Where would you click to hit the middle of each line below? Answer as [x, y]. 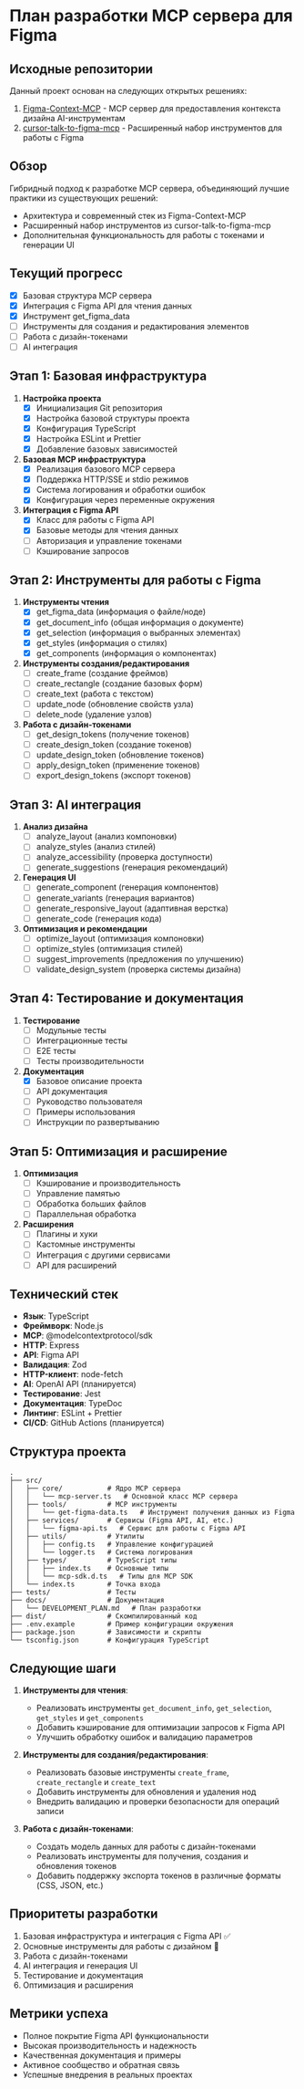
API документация [72, 1092]
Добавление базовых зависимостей [106, 449]
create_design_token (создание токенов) [114, 745]
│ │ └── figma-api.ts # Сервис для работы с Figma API [128, 1529]
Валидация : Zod [55, 1364]
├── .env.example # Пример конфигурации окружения [122, 1624]
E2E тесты [56, 1050]
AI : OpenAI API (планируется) [79, 1384]
